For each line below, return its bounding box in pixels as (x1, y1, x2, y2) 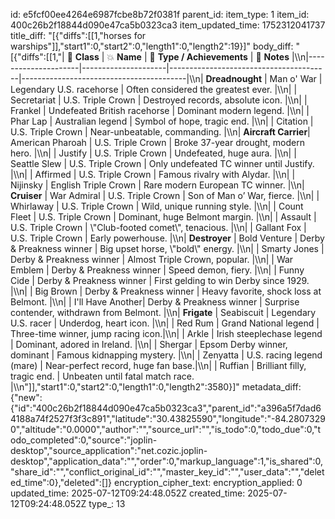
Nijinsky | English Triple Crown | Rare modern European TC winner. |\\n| (10, 179, 305, 191)
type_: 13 (88, 498, 126, 509)
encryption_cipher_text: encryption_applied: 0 (114, 477, 303, 488)
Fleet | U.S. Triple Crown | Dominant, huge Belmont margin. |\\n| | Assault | (10, 211, 317, 223)
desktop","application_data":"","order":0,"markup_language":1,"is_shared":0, (10, 455, 324, 467)
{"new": (10, 392, 43, 403)
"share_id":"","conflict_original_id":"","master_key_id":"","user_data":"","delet (10, 466, 325, 478)
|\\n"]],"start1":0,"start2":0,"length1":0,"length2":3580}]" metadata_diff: (10, 381, 302, 393)
